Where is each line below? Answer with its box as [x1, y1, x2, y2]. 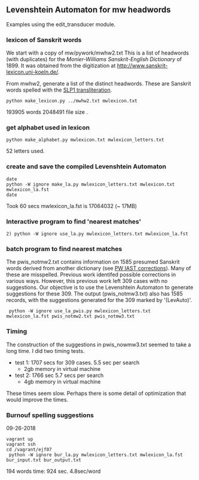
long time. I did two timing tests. [6, 347, 85, 354]
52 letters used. [6, 147, 45, 155]
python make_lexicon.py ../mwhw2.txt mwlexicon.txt [6, 98, 137, 104]
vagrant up [6, 436, 33, 442]
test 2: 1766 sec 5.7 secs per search [14, 372, 104, 379]
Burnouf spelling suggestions [6, 410, 94, 419]
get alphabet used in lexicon [6, 123, 90, 132]
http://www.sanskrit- [117, 62, 169, 70]
